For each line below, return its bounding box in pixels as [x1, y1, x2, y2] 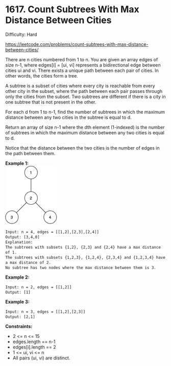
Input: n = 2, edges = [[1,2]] [5, 284, 72, 289]
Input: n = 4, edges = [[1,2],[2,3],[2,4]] [5, 229, 100, 234]
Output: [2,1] [5, 314, 36, 320]
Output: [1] [5, 289, 31, 295]
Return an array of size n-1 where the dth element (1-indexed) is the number [5, 124, 165, 130]
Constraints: [5, 323, 33, 329]
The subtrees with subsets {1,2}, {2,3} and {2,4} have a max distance [5, 245, 161, 250]
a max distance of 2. [5, 260, 52, 265]
